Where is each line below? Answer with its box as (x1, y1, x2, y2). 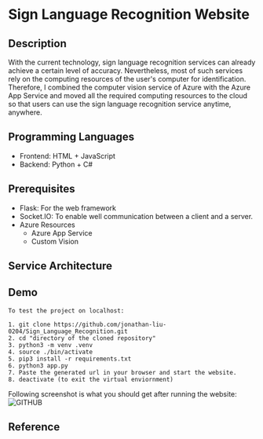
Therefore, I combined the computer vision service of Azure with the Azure (8, 82, 251, 92)
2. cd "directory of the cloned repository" (8, 334, 156, 342)
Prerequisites (8, 182, 75, 196)
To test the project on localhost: (8, 306, 125, 315)
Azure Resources (19, 220, 76, 229)
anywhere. (8, 108, 42, 117)
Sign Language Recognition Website (8, 5, 250, 24)
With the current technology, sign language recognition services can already (8, 57, 256, 67)
